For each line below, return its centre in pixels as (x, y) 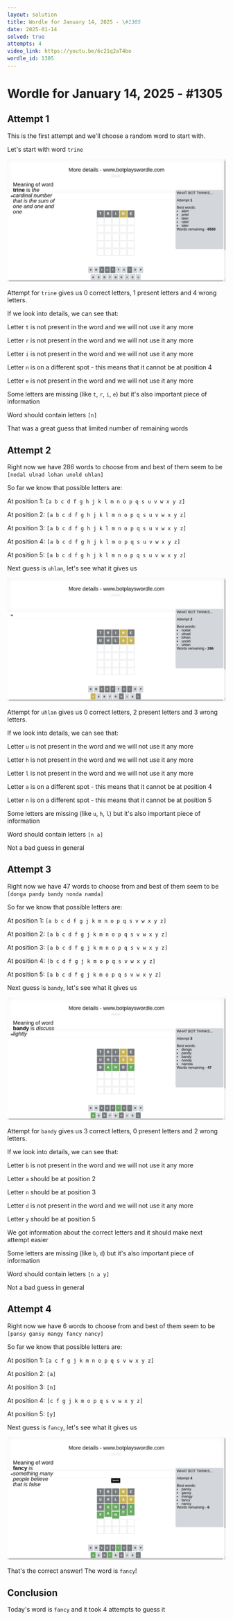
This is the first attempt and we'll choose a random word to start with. (106, 136)
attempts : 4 (24, 44)
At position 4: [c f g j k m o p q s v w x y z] (75, 1400)
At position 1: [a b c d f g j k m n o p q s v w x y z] (87, 920)
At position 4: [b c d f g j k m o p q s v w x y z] (81, 961)
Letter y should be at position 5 (51, 1219)
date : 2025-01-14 (32, 29)
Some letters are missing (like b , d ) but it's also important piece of (101, 1253)
